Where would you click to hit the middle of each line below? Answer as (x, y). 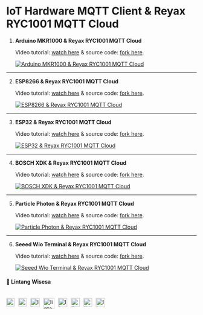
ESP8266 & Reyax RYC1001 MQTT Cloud (67, 81)
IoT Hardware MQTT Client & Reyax (96, 11)
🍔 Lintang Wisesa (29, 281)
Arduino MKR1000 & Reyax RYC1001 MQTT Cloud (78, 40)
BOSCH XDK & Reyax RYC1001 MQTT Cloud (71, 163)
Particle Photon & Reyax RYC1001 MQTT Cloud (74, 203)
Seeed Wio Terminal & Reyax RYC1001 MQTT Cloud (80, 244)
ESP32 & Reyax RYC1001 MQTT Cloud (63, 122)
